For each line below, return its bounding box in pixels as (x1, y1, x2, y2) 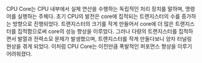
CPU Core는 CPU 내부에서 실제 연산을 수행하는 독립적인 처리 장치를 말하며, (6, 5, 184, 12)
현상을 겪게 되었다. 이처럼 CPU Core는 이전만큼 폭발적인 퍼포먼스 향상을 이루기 (6, 43, 192, 50)
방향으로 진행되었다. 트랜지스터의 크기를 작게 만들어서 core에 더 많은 (12, 20, 174, 27)
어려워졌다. (6, 50, 33, 57)
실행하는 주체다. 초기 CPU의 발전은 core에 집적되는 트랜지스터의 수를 (17, 13, 180, 20)
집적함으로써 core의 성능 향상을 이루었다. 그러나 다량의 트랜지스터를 (17, 28, 177, 35)
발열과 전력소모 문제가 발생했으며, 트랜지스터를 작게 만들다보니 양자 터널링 (17, 35, 192, 42)
